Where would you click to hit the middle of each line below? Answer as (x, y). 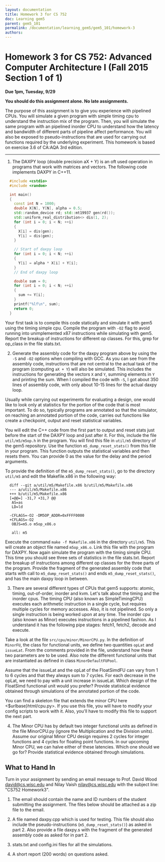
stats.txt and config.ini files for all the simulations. (62, 845)
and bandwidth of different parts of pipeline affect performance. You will (78, 132)
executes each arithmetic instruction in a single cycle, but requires (79, 604)
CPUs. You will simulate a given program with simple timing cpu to (72, 116)
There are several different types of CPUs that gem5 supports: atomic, (83, 588)
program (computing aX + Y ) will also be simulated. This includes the (82, 369)
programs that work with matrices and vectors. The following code (80, 167)
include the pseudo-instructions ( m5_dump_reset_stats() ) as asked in (82, 825)
